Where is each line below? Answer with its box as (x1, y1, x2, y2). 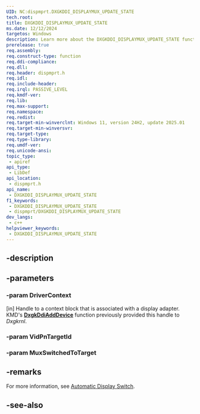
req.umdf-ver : (6, 142, 42, 148)
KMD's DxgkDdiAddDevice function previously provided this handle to (6, 311, 180, 318)
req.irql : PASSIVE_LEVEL (6, 87, 68, 93)
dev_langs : (6, 214, 33, 220)
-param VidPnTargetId (6, 332, 72, 341)
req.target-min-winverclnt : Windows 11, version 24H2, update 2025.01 (6, 120, 185, 126)
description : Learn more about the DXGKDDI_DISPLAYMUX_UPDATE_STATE (6, 36, 180, 42)
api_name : (6, 186, 31, 192)
